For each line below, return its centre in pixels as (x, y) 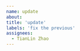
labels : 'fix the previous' (41, 28)
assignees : (20, 33)
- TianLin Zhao (30, 39)
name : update (22, 11)
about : (14, 17)
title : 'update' (26, 22)
